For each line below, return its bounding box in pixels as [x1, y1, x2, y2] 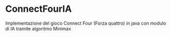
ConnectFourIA [5, 3, 72, 15]
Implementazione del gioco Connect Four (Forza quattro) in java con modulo [5, 20, 166, 26]
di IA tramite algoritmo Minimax [5, 25, 71, 31]
